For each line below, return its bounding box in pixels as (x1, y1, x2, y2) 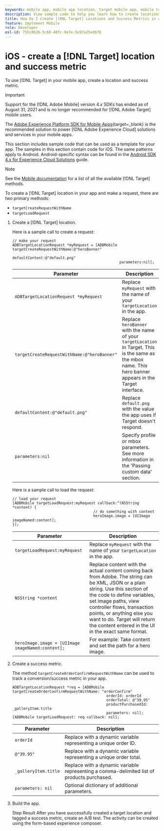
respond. (122, 424, 143, 430)
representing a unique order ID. (64, 740, 136, 747)
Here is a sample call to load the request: (12, 486, 95, 493)
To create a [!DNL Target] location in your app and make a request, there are (5, 190, 159, 196)
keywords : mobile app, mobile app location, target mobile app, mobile (5, 7, 154, 12)
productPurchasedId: (106, 702, 148, 707)
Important (5, 92, 25, 98)
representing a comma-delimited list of (64, 768, 155, 774)
